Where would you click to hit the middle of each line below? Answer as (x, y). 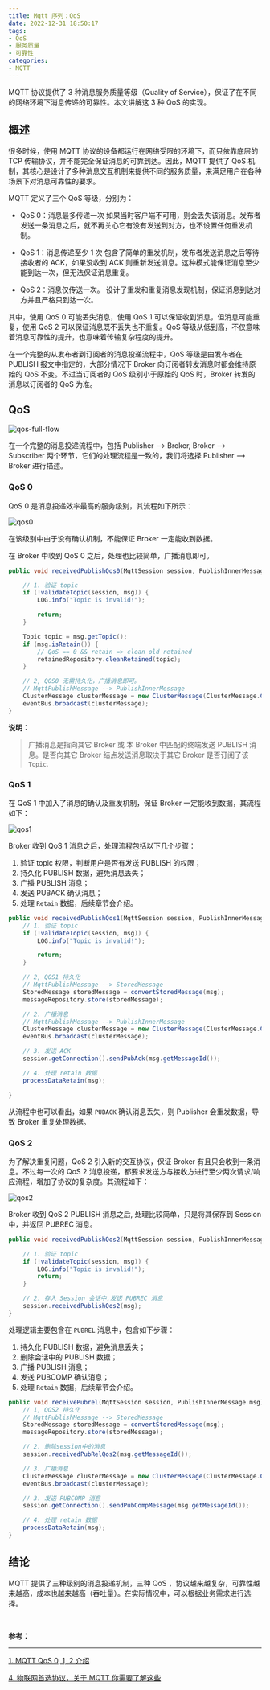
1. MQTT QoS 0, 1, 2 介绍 (49, 1660)
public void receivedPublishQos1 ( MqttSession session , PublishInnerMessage (138, 918)
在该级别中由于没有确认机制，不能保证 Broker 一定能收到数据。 (113, 538)
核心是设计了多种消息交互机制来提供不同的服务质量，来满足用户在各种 (145, 171)
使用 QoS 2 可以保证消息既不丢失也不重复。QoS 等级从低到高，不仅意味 (141, 327)
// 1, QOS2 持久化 (52, 1410)
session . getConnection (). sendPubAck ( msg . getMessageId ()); (122, 1059)
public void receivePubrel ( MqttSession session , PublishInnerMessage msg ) (136, 1402)
